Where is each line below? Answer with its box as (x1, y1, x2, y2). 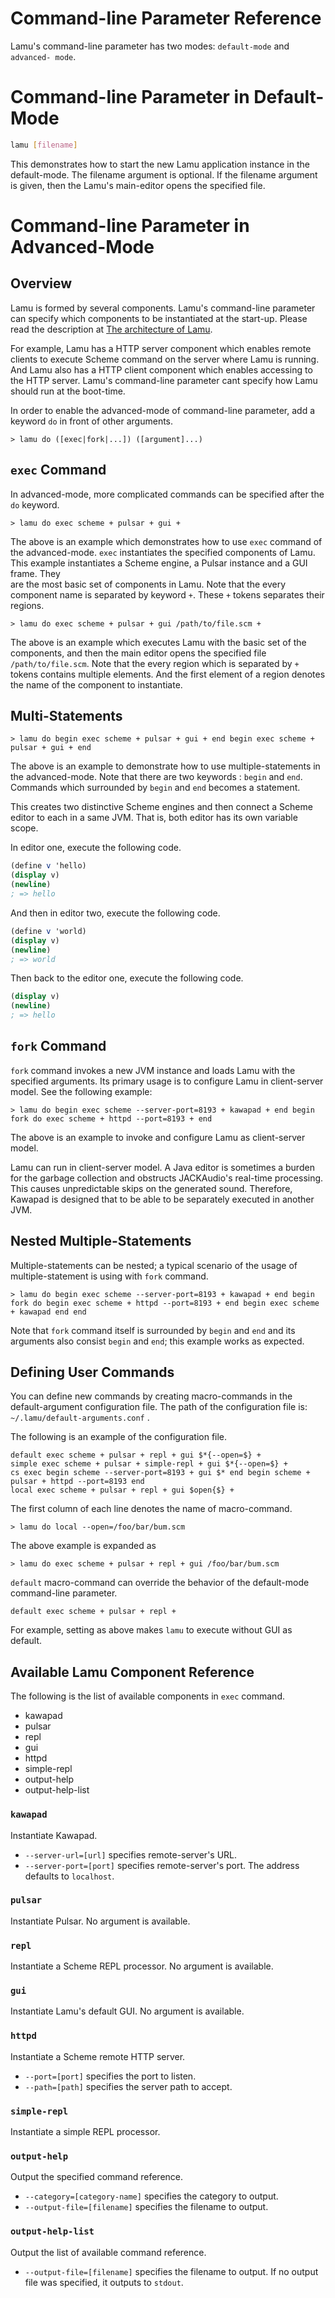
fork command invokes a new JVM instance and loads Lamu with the (10, 1064, 296, 1076)
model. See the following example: (10, 1085, 153, 1097)
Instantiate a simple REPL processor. (10, 2126, 161, 2138)
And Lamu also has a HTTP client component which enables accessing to (10, 363, 313, 376)
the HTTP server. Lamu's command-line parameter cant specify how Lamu (10, 374, 318, 386)
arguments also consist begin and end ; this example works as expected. (10, 1335, 305, 1347)
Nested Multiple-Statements (10, 1233, 192, 1250)
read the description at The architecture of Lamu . (10, 323, 213, 335)
